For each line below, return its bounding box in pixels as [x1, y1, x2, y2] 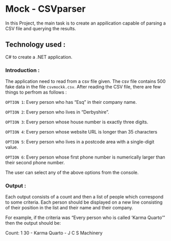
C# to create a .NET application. [5, 54, 72, 60]
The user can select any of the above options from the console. [5, 169, 139, 176]
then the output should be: [5, 220, 61, 226]
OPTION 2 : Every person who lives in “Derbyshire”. [5, 109, 110, 115]
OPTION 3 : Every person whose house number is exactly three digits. [5, 119, 149, 125]
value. [5, 144, 18, 150]
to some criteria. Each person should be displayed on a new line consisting [5, 199, 163, 205]
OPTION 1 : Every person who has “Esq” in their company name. [5, 99, 137, 105]
